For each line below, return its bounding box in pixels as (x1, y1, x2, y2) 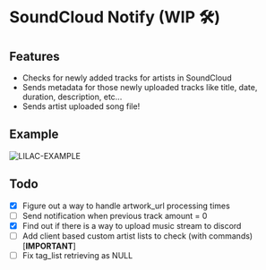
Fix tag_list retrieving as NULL (21, 249, 133, 260)
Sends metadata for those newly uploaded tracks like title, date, (21, 82, 258, 92)
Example (9, 127, 59, 142)
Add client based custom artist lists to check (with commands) (21, 230, 253, 241)
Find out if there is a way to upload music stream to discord (21, 220, 242, 231)
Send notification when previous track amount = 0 (21, 210, 208, 221)
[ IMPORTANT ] (21, 240, 76, 251)
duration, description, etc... (21, 91, 123, 102)
